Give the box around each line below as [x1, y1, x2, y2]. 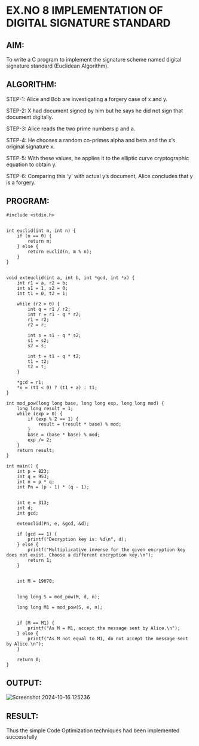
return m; [27, 238, 52, 244]
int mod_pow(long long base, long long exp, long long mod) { [6, 400, 164, 406]
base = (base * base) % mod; [27, 432, 100, 438]
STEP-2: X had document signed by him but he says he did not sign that [6, 107, 183, 114]
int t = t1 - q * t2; [27, 353, 82, 359]
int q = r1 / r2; [27, 306, 71, 312]
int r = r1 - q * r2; [27, 311, 82, 317]
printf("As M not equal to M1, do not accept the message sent [27, 635, 188, 641]
